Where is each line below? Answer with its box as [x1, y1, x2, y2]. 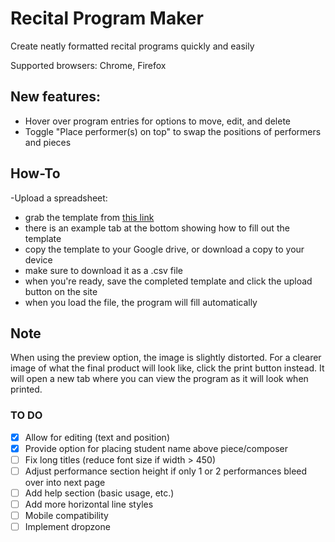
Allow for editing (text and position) [24, 431, 170, 443]
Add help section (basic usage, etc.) [24, 487, 175, 499]
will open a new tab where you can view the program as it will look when [10, 373, 309, 385]
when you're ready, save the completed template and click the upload [24, 275, 313, 287]
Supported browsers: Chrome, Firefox [10, 59, 167, 71]
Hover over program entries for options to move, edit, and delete [24, 115, 292, 127]
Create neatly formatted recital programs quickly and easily [10, 40, 255, 52]
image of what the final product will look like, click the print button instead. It [10, 362, 325, 374]
